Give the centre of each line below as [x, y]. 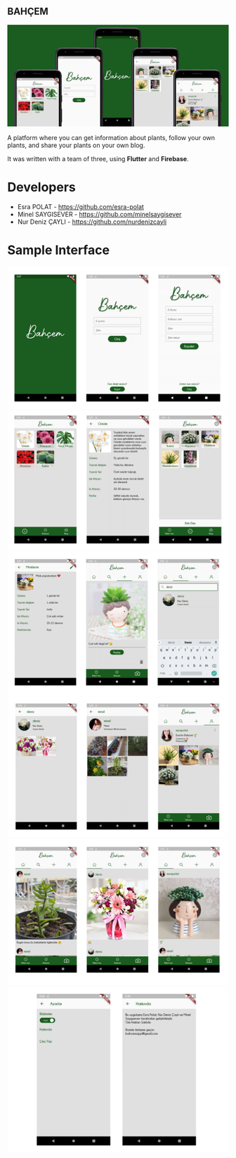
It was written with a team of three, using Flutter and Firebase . [98, 158]
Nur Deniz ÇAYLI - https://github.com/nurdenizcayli [92, 222]
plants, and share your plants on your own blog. [76, 145]
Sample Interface [59, 250]
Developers [41, 187]
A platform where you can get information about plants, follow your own [111, 137]
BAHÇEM [28, 12]
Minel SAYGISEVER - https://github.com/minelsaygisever [99, 214]
